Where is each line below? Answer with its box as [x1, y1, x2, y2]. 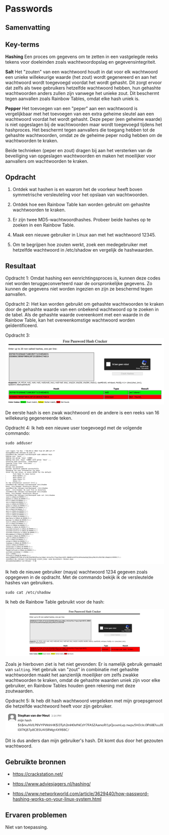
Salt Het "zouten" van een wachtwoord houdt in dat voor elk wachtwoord [5, 69, 158, 75]
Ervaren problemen [5, 811, 67, 819]
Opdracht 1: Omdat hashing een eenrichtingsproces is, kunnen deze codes [5, 275, 160, 281]
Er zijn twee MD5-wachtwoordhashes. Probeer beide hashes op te [12, 217, 151, 223]
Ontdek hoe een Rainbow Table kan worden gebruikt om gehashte [12, 202, 150, 208]
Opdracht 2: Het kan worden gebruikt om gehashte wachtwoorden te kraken [5, 301, 164, 307]
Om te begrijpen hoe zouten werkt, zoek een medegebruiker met [12, 242, 147, 248]
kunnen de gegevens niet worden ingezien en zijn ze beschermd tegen [5, 286, 153, 292]
